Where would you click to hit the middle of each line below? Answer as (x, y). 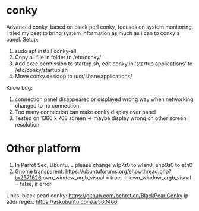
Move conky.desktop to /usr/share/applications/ (73, 76)
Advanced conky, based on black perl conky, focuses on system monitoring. (100, 27)
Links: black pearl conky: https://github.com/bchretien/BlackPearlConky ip (97, 195)
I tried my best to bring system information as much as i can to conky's (93, 33)
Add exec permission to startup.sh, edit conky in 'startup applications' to (104, 64)
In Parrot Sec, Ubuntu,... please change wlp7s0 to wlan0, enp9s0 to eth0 (104, 165)
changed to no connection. (48, 105)
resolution (27, 124)
